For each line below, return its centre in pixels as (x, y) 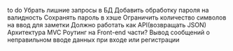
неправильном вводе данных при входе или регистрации (93, 40)
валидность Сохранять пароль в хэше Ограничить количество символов (117, 17)
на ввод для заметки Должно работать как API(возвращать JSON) (107, 25)
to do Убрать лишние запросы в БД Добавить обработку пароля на (108, 10)
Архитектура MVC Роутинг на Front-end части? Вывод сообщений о (108, 32)
